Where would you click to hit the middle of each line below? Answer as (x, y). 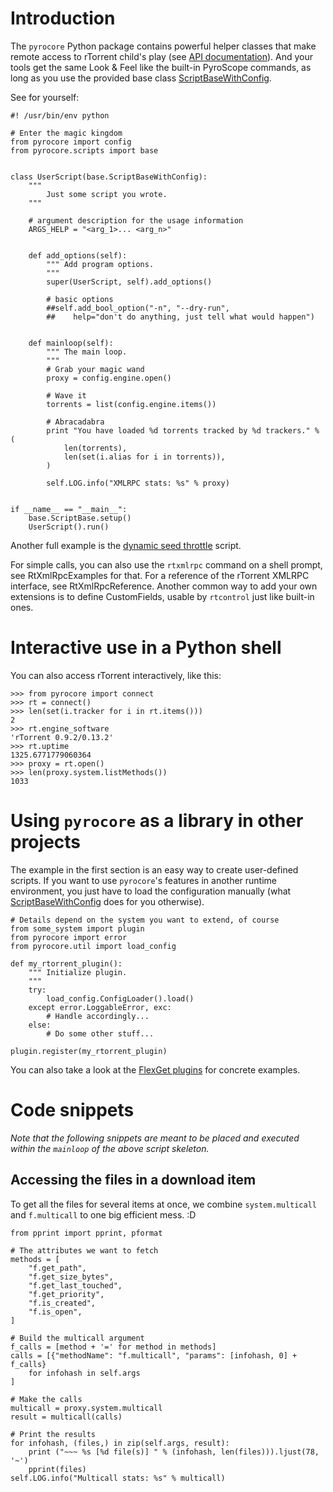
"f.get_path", (57, 1268)
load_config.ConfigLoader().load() (120, 998)
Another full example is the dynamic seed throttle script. (126, 545)
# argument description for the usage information (136, 220)
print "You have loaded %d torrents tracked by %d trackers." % (183, 430)
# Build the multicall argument (77, 1338)
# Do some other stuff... (100, 1033)
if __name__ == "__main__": (69, 509)
